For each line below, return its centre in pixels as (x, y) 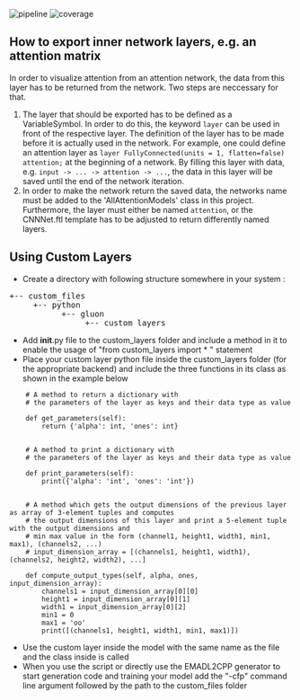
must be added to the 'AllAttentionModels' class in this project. (138, 200)
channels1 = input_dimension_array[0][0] (120, 591)
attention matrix (55, 56)
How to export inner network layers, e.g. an (133, 42)
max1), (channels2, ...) (56, 544)
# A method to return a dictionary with (102, 394)
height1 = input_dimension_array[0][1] (116, 599)
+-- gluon (83, 314)
